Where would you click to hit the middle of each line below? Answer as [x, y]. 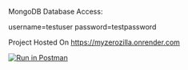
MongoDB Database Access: [56, 12]
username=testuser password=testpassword [82, 27]
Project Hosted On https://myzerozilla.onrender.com [94, 42]
